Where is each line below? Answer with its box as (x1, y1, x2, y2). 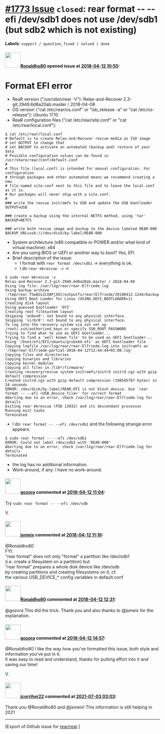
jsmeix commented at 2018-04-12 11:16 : (20, 532, 104, 538)
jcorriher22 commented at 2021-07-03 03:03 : (20, 693, 117, 699)
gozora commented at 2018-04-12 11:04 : (20, 489, 106, 495)
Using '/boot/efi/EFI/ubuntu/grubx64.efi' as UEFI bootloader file (5, 339, 146, 344)
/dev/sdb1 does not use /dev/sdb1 (18, 14, 158, 25)
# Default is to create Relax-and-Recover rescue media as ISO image (5, 136, 151, 141)
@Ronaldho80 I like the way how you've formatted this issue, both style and (5, 646, 159, 652)
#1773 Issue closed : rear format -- (5, 3, 145, 15)
